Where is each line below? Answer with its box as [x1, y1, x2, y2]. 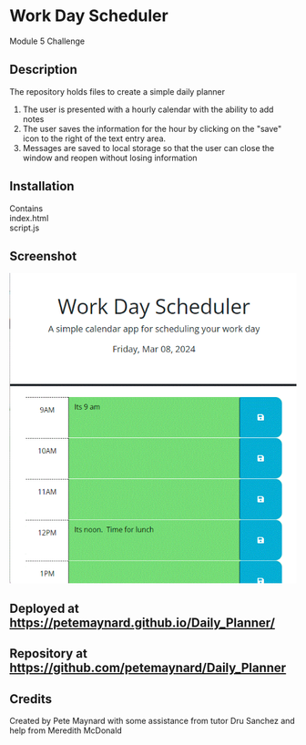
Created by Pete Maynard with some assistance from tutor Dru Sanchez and [9, 716, 296, 727]
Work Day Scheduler [9, 5, 168, 26]
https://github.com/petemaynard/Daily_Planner [9, 660, 287, 676]
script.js [9, 222, 40, 233]
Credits [9, 691, 53, 707]
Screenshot [9, 248, 77, 264]
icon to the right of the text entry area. [22, 133, 167, 144]
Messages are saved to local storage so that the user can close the [22, 142, 275, 153]
